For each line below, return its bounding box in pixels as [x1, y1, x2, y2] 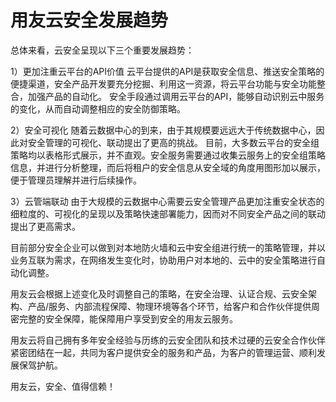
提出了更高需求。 [10, 220, 81, 232]
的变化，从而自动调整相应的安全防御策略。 [10, 102, 186, 115]
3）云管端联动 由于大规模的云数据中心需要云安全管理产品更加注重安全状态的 [10, 195, 325, 207]
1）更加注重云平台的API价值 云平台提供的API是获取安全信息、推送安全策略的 [10, 65, 325, 77]
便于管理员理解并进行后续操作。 [10, 174, 142, 186]
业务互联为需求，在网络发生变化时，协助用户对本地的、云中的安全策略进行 [10, 254, 317, 266]
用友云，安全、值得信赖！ [10, 380, 116, 392]
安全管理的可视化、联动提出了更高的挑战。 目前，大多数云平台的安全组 [27, 136, 320, 148]
